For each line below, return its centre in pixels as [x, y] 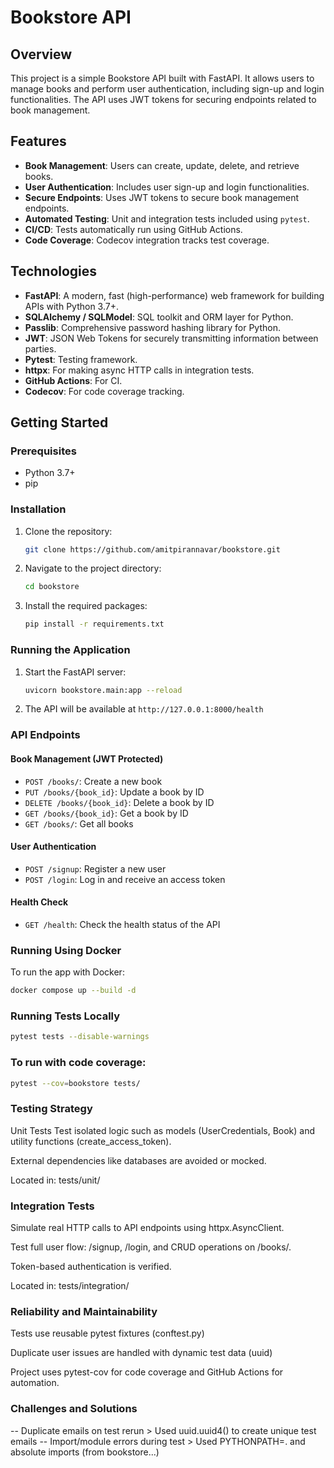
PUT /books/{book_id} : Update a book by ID [114, 792]
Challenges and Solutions [74, 1409]
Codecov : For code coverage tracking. [104, 391]
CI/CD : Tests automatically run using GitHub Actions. [133, 229]
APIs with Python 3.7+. [71, 306]
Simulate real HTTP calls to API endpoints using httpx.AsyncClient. [147, 1228]
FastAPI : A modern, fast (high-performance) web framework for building [174, 295]
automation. [35, 1383]
